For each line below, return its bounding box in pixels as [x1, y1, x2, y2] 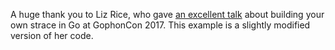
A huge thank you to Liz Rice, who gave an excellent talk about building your [10, 9, 325, 20]
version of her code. [10, 30, 94, 41]
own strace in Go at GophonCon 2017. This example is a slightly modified [10, 19, 311, 31]
